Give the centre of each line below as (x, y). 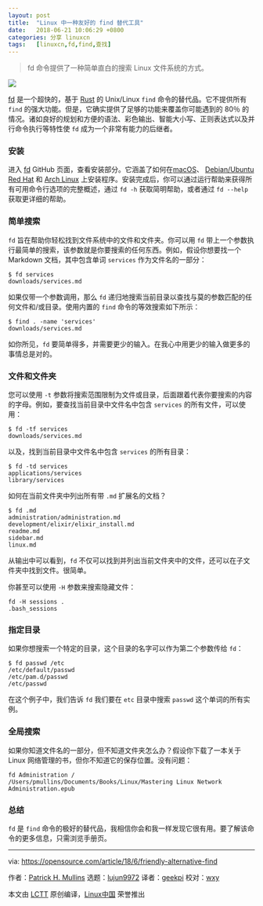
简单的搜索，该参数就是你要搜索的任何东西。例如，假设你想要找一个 (131, 250)
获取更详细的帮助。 (39, 199)
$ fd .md (22, 511)
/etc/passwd (27, 684)
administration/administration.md (65, 518)
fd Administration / (42, 775)
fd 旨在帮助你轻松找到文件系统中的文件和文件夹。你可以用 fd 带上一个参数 (128, 239)
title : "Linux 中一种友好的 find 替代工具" (76, 23)
